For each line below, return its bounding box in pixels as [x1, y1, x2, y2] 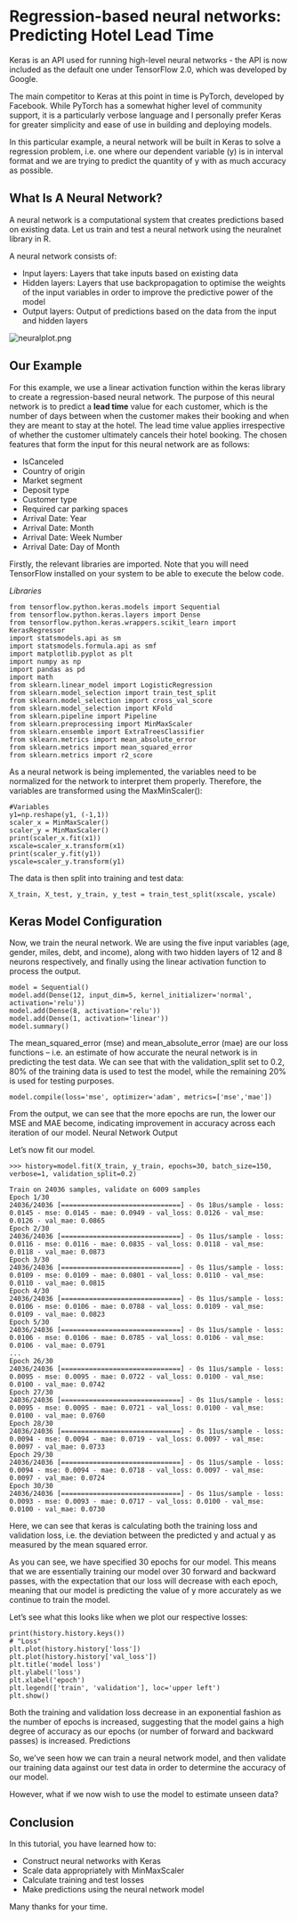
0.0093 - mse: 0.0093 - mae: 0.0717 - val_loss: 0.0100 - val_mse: [9, 1497, 265, 1507]
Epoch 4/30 [9, 1287, 50, 1296]
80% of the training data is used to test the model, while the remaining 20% [9, 1067, 287, 1077]
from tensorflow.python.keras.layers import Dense [9, 610, 201, 619]
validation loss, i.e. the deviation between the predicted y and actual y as [9, 1530, 277, 1541]
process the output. [9, 966, 82, 977]
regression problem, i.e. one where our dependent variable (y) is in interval [9, 145, 284, 157]
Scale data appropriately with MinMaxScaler [21, 1865, 185, 1876]
